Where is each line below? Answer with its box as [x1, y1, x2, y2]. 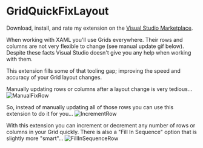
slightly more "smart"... [6, 135, 64, 142]
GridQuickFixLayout [6, 4, 109, 18]
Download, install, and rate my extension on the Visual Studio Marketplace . [6, 24, 193, 32]
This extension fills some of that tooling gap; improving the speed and [6, 67, 181, 74]
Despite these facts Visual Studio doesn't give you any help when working [6, 49, 191, 56]
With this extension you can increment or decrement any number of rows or [6, 121, 196, 129]
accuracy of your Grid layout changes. [6, 73, 102, 81]
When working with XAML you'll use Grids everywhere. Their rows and [6, 36, 183, 43]
